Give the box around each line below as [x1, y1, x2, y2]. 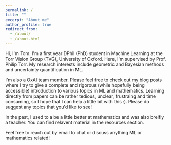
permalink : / [5, 7, 33, 13]
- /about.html [10, 37, 40, 42]
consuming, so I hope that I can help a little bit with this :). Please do [5, 98, 150, 104]
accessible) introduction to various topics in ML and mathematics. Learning [5, 87, 165, 94]
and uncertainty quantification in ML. [5, 66, 83, 72]
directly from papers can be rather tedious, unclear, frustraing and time [5, 93, 156, 99]
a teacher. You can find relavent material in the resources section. [5, 119, 144, 125]
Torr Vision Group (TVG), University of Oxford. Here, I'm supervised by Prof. [5, 56, 166, 62]
